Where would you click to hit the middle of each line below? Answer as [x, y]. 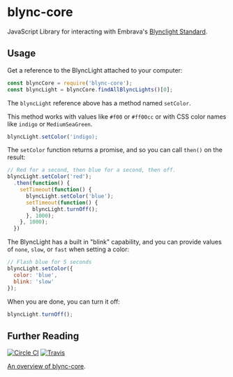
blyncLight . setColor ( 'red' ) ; [50, 177]
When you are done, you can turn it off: [64, 302]
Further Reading [43, 336]
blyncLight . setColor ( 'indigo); [53, 137]
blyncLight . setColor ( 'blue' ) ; [69, 196]
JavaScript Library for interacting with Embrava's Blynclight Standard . [107, 31]
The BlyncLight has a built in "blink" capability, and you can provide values [114, 242]
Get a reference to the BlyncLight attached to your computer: [95, 70]
